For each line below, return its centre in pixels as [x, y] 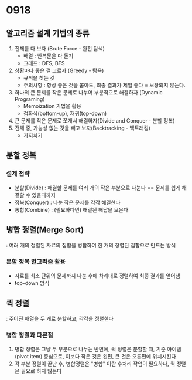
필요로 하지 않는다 [41, 371]
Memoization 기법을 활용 [52, 106]
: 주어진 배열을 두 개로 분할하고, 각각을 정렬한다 [60, 318]
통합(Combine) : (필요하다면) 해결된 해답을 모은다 [71, 209]
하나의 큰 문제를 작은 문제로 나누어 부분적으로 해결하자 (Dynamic [88, 92]
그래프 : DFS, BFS [44, 63]
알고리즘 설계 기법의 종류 [48, 33]
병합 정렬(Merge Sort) [45, 230]
